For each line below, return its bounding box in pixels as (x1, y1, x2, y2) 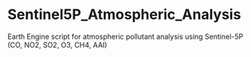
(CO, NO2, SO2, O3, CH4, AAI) (7, 40, 108, 49)
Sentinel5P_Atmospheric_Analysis (7, 6, 241, 24)
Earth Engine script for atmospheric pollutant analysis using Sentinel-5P (7, 32, 244, 41)
